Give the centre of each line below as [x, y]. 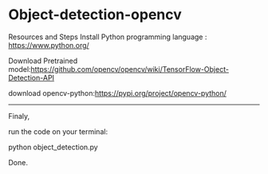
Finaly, [19, 116]
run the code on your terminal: [58, 131]
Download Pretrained [43, 61]
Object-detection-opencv [95, 15]
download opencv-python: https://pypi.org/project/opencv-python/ [118, 93]
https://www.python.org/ [49, 45]
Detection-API [31, 77]
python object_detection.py [53, 147]
